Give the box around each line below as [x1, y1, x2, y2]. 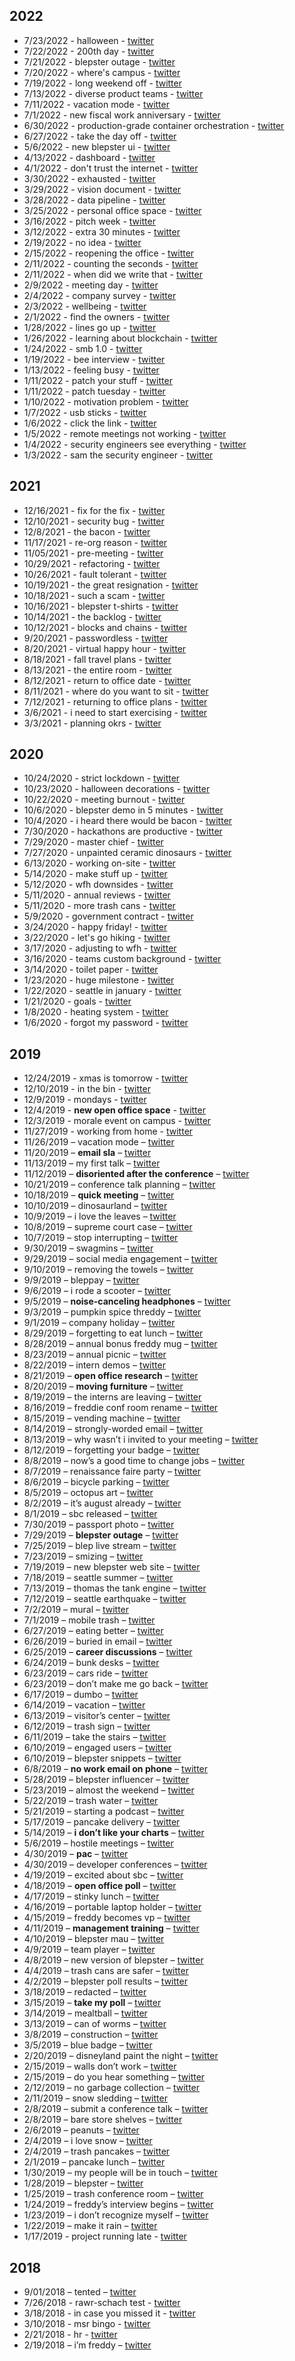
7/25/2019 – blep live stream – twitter [23, 1540, 177, 1552]
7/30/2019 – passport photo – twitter [23, 1519, 175, 1531]
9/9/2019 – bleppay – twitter [23, 1274, 140, 1286]
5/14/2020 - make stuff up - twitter [23, 868, 168, 880]
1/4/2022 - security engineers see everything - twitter [23, 438, 247, 450]
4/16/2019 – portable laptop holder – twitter [23, 1901, 202, 1913]
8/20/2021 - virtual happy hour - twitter [23, 642, 187, 654]
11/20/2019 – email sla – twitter [23, 1147, 152, 1159]
